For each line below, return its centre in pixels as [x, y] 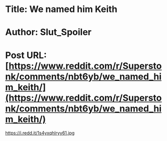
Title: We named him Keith [61, 9]
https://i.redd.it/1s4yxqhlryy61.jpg [40, 133]
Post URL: [26, 55]
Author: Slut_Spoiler [48, 32]
